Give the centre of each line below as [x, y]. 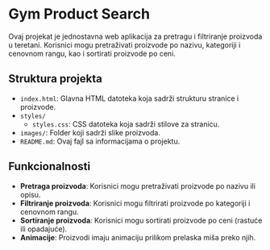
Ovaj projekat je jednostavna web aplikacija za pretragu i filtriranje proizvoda [135, 36]
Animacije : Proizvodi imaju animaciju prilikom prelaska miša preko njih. [138, 237]
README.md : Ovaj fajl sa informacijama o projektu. [100, 141]
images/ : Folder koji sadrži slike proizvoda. [90, 132]
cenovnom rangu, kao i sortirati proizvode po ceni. [92, 53]
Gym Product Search [79, 14]
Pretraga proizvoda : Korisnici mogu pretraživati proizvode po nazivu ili [138, 185]
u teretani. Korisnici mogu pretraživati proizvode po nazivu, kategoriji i [125, 44]
